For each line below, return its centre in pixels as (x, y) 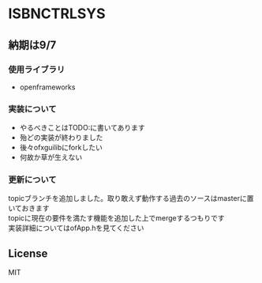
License (28, 253)
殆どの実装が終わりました (61, 138)
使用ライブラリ (37, 70)
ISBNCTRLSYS (57, 14)
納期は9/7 (32, 45)
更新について (32, 180)
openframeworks (47, 87)
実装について (32, 109)
